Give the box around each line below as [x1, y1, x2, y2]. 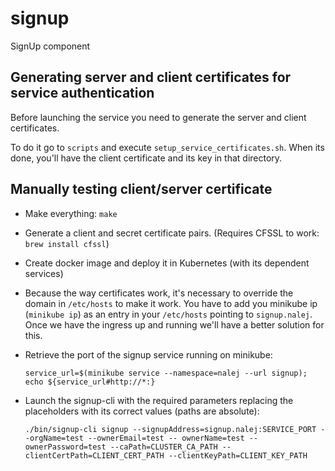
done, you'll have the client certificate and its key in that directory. [10, 152, 283, 164]
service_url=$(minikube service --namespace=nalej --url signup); [24, 368, 308, 378]
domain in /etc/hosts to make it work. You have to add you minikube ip [24, 297, 318, 309]
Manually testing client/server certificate [10, 181, 273, 198]
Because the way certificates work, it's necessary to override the [24, 287, 294, 299]
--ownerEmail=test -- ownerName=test [88, 433, 245, 443]
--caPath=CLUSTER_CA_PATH [109, 442, 218, 452]
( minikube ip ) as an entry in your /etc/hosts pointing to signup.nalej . [24, 308, 313, 320]
